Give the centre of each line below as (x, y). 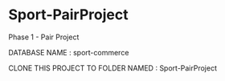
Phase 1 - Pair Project (44, 37)
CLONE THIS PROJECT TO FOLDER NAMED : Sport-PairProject (113, 68)
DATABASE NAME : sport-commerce (69, 52)
